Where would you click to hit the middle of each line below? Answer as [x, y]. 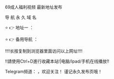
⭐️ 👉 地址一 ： [19, 27]
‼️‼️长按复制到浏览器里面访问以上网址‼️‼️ [44, 51]
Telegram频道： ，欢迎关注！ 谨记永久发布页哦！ [54, 72]
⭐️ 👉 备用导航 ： [21, 39]
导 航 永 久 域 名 [21, 17]
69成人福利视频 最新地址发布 [34, 7]
